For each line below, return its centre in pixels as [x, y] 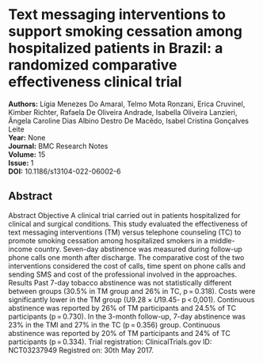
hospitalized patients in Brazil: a [116, 48]
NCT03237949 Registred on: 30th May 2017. [81, 350]
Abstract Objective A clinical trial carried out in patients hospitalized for [124, 215]
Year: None [27, 137]
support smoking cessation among [126, 31]
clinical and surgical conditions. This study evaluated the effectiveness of [128, 224]
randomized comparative [93, 65]
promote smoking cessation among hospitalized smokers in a [108, 240]
